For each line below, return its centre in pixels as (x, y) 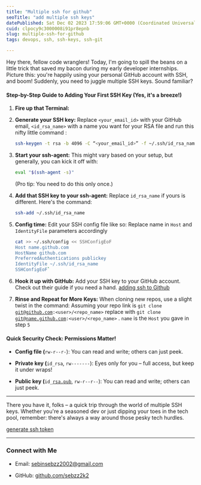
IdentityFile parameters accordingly (61, 230)
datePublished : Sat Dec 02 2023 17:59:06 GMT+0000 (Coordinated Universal (101, 23)
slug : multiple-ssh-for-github (45, 34)
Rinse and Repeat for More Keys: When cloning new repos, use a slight (103, 299)
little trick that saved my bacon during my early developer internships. (92, 68)
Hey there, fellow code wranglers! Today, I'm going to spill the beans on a (97, 62)
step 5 (22, 325)
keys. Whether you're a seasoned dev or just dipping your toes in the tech (97, 411)
